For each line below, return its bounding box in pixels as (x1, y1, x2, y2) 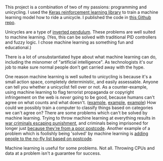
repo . (5, 19, 16, 25)
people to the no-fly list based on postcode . (5, 136, 93, 142)
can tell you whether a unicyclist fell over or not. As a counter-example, (5, 84, 148, 89)
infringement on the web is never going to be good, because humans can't (5, 94, 155, 100)
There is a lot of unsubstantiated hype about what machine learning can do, (5, 54, 157, 60)
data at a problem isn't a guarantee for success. (5, 150, 101, 156)
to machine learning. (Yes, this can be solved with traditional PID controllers (5, 34, 157, 40)
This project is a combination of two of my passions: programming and (5, 4, 147, 10)
